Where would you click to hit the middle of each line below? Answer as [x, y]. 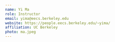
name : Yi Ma [17, 9]
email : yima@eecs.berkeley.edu [37, 18]
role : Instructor [23, 14]
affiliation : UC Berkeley [31, 28]
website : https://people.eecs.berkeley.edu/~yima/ [58, 23]
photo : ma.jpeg [21, 32]
